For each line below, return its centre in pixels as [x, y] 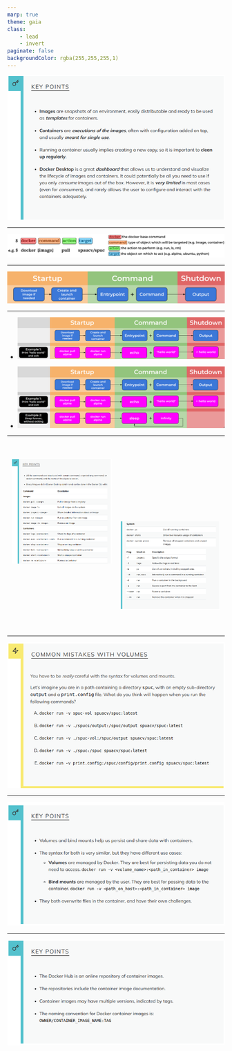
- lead [29, 37]
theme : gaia [24, 22]
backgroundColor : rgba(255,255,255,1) [63, 59]
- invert [32, 44]
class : [17, 29]
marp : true [23, 15]
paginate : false [30, 51]
